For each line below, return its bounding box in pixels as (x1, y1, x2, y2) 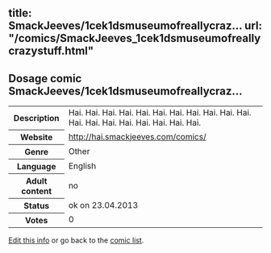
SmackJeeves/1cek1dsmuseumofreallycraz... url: (8, 19, 263, 33)
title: (8, 6, 32, 20)
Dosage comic (8, 72, 82, 85)
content (21, 185, 52, 197)
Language (16, 160, 56, 172)
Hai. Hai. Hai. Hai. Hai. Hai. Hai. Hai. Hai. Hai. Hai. (68, 107, 252, 118)
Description (13, 112, 60, 123)
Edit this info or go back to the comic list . (8, 235, 144, 245)
